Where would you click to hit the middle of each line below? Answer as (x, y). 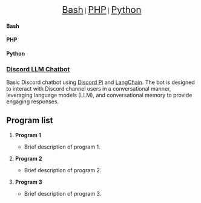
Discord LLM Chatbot (38, 69)
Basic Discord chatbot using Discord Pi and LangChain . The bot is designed (100, 82)
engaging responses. (33, 101)
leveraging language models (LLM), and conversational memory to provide (99, 95)
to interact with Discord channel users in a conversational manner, (89, 89)
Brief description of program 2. (63, 170)
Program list (30, 121)
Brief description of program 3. (63, 193)
